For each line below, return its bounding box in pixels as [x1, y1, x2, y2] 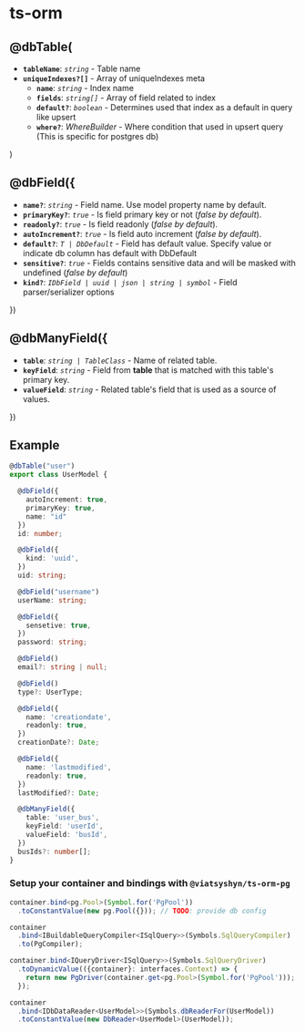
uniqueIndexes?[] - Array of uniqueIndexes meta [22, 73, 206, 84]
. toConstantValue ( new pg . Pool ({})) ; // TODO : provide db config [17, 906, 267, 915]
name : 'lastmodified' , [25, 762, 112, 772]
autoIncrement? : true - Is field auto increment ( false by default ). [22, 228, 262, 239]
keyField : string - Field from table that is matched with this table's [22, 364, 274, 376]
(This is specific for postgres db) [36, 131, 159, 141]
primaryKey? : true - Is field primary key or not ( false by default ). [22, 209, 262, 220]
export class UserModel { [9, 470, 107, 480]
